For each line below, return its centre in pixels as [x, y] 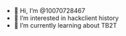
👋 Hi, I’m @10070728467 [49, 11]
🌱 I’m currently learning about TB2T [65, 25]
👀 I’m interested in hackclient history [66, 18]
